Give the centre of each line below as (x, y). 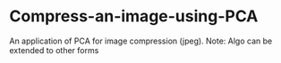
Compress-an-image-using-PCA (134, 16)
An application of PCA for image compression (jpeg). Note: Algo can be (141, 41)
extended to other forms (54, 50)
